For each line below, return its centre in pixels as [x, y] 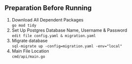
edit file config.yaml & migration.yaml [54, 36]
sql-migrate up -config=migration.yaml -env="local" [67, 46]
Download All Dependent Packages [48, 20]
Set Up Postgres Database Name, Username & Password [69, 30]
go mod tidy [24, 25]
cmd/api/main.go [28, 56]
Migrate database [30, 41]
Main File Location [30, 51]
